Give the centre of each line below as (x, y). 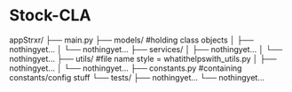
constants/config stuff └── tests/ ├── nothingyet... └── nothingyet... (137, 77)
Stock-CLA (50, 15)
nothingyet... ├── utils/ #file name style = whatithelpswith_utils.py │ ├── (143, 58)
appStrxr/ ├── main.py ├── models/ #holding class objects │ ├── (132, 40)
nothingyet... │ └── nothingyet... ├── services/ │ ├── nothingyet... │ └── (146, 49)
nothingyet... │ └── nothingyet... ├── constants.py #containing (126, 68)
